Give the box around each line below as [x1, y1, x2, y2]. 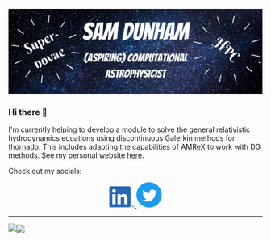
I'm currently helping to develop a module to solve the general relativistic [8, 125, 251, 134]
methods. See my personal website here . [8, 150, 144, 160]
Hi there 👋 [8, 106, 48, 117]
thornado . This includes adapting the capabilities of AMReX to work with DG [8, 142, 261, 152]
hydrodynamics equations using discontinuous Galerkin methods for [8, 133, 236, 143]
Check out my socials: [8, 167, 82, 176]
